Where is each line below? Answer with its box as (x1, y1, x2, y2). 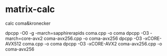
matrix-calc (5, 4, 55, 15)
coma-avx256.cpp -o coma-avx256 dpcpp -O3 (43, 35, 142, 41)
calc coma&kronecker (5, 20, 51, 26)
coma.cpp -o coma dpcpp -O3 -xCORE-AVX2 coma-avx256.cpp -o (22, 40, 162, 46)
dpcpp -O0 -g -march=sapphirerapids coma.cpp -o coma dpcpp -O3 (5, 30, 149, 36)
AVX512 (5, 40, 22, 46)
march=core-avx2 (5, 35, 43, 41)
